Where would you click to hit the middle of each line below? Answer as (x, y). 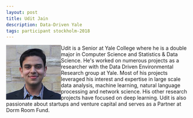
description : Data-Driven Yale (44, 25)
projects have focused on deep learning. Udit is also (124, 98)
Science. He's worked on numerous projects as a (120, 61)
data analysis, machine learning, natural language (121, 85)
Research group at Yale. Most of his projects (114, 73)
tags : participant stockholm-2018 (48, 31)
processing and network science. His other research (124, 92)
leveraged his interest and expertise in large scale (121, 79)
